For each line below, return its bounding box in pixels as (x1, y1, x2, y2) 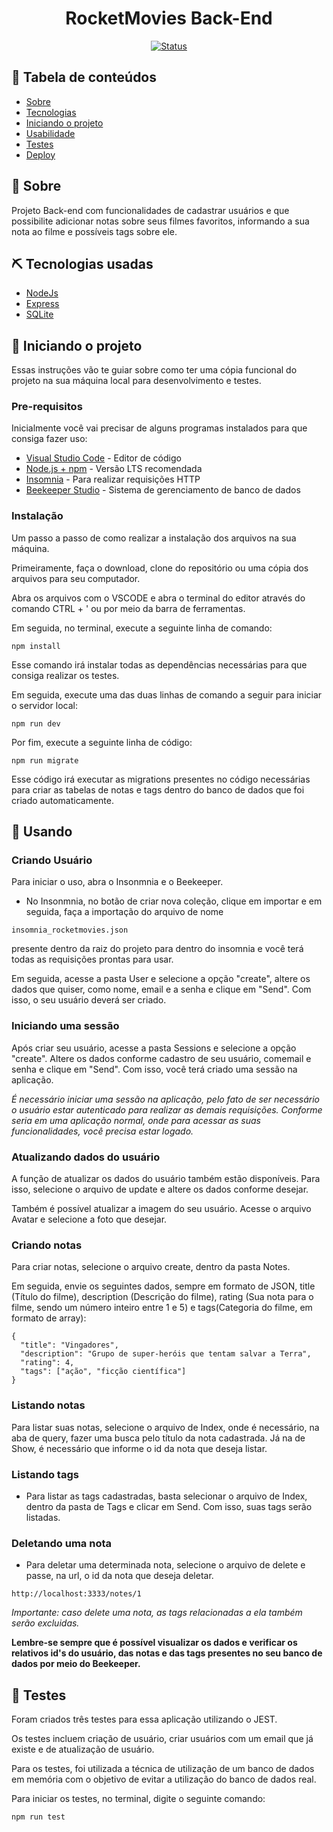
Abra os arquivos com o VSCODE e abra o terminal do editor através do (11, 592, 306, 604)
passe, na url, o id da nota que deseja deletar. (25, 1570, 214, 1582)
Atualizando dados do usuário (11, 1150, 161, 1164)
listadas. (25, 1511, 61, 1523)
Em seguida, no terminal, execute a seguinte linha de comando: (11, 622, 273, 634)
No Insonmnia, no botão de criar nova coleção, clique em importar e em (25, 895, 323, 907)
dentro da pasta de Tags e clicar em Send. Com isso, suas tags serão (25, 1500, 313, 1512)
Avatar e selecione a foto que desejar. (11, 1213, 168, 1226)
